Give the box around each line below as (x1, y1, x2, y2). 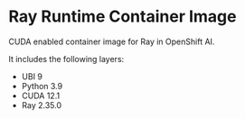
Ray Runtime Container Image (8, 6, 237, 27)
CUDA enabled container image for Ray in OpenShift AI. (8, 36, 215, 47)
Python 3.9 (21, 80, 63, 91)
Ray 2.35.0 (21, 99, 62, 110)
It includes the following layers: (8, 53, 125, 64)
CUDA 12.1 (21, 90, 61, 101)
